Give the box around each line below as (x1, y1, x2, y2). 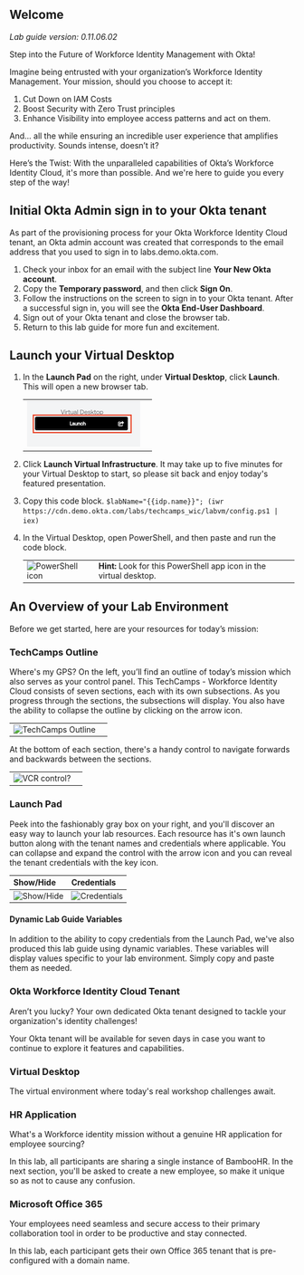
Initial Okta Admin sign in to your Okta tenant (9, 203, 267, 218)
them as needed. (9, 963, 72, 973)
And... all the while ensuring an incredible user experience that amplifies (9, 130, 279, 141)
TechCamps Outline (9, 646, 99, 658)
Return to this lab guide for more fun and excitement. (22, 321, 220, 332)
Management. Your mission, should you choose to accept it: (9, 76, 233, 87)
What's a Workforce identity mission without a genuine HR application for (9, 1129, 283, 1140)
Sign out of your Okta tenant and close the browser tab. (22, 312, 231, 322)
